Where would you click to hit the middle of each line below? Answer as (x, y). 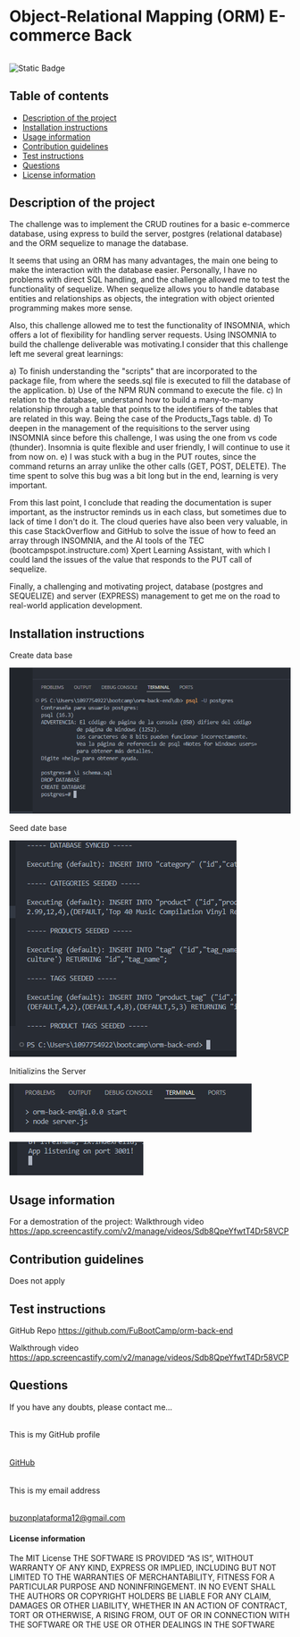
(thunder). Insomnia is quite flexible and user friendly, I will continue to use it (150, 447)
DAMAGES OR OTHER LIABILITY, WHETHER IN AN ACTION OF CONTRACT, (148, 1606)
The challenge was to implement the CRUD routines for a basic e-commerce (150, 225)
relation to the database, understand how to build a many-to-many (131, 400)
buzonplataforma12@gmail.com (67, 1518)
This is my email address (55, 1490)
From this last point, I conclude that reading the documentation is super (141, 503)
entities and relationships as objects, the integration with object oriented (142, 299)
